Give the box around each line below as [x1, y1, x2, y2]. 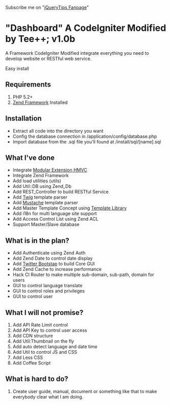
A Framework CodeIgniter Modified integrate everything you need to [5, 50, 149, 56]
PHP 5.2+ [12, 94, 33, 100]
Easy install [5, 65, 29, 71]
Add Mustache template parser [12, 200, 78, 206]
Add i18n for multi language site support [12, 210, 97, 217]
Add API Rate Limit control [12, 322, 68, 328]
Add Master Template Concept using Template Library [12, 205, 127, 211]
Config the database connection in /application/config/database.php [12, 133, 157, 139]
